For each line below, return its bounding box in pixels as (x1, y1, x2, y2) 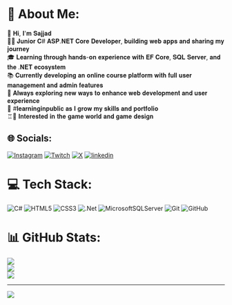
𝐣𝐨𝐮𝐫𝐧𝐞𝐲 (7, 44, 30, 53)
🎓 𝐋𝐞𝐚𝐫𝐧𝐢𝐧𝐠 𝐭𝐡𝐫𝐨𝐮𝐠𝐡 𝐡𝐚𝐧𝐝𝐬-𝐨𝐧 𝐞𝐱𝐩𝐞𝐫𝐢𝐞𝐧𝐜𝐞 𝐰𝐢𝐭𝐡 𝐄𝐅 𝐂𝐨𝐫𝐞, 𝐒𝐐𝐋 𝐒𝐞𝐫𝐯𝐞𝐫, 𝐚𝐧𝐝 (7, 53, 221, 61)
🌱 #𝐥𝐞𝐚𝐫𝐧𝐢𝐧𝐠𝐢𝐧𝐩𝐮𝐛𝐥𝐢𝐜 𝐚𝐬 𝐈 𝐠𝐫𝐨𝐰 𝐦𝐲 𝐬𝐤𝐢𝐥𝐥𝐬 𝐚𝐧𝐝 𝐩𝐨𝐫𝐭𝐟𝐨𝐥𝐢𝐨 (7, 104, 159, 113)
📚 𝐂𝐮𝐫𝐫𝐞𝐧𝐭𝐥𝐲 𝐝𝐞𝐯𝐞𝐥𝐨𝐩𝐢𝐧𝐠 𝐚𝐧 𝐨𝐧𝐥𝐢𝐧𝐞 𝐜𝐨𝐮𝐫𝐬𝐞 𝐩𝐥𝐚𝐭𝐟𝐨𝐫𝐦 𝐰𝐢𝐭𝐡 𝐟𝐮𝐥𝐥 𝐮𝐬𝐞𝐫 (7, 71, 192, 79)
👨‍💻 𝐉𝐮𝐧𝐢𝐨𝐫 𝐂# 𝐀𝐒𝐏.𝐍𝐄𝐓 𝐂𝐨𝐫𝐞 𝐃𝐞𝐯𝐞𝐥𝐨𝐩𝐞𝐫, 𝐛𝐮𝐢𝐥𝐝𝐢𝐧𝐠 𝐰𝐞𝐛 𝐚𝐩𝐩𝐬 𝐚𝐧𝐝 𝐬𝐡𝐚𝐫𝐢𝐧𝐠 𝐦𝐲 (7, 37, 224, 45)
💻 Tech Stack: (7, 176, 93, 192)
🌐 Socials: (7, 133, 52, 145)
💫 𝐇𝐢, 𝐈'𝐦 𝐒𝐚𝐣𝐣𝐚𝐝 (7, 29, 52, 37)
